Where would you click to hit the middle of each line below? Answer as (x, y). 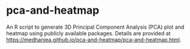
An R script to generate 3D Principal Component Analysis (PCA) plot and (95, 27)
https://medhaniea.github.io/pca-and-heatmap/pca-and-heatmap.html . (94, 39)
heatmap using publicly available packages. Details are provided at (88, 33)
